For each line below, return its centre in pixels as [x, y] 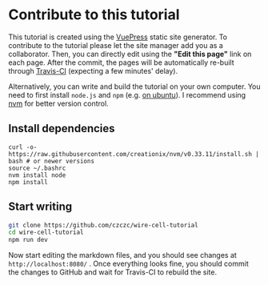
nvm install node [37, 175]
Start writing [40, 207]
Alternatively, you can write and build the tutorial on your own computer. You [134, 86]
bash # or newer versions [51, 161]
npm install [28, 182]
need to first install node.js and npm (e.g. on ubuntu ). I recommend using [127, 94]
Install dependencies [62, 128]
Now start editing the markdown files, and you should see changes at [123, 255]
